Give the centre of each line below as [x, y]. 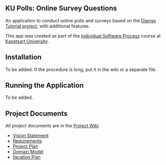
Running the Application [45, 86]
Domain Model [28, 152]
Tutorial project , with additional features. [48, 26]
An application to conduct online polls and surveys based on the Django [81, 20]
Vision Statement [31, 136]
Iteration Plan [26, 157]
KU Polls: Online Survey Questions [61, 8]
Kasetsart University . [27, 41]
